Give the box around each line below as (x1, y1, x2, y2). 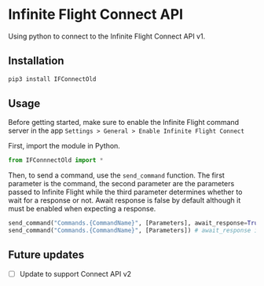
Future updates (8, 248, 85, 262)
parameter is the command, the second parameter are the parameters (8, 179, 235, 189)
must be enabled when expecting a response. (8, 204, 156, 214)
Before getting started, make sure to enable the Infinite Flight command (8, 118, 240, 127)
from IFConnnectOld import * (8, 156, 104, 164)
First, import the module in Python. (8, 141, 120, 151)
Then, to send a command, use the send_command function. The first (8, 170, 225, 180)
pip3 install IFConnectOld (8, 75, 97, 83)
